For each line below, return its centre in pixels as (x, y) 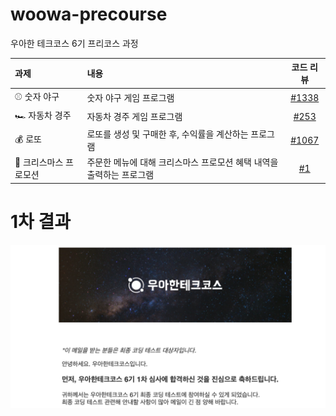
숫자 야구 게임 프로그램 (130, 98)
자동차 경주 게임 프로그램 (134, 117)
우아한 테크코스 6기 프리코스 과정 (74, 43)
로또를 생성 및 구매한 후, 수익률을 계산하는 (167, 134)
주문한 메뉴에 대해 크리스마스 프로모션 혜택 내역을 (182, 162)
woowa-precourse (89, 14)
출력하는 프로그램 (120, 175)
